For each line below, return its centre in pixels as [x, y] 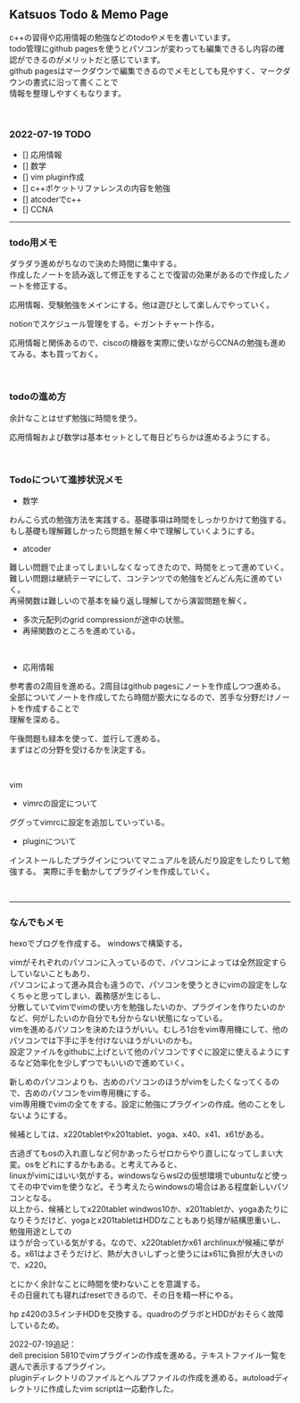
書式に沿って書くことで [75, 82]
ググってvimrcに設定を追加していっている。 [89, 822]
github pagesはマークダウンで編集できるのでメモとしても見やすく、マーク [146, 71]
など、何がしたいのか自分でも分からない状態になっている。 [118, 1018]
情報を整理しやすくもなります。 [68, 93]
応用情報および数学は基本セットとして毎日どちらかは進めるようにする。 [142, 437]
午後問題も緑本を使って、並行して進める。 [87, 739]
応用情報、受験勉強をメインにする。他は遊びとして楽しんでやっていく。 [142, 305]
